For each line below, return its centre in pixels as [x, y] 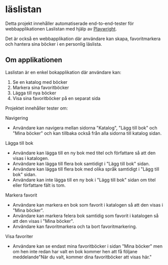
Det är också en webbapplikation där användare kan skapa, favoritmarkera [83, 39]
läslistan [24, 9]
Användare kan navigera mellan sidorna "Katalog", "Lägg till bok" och [85, 127]
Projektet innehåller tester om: [37, 108]
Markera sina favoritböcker [41, 87]
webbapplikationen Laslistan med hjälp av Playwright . [61, 28]
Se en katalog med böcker [40, 82]
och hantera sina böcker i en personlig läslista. [54, 44]
